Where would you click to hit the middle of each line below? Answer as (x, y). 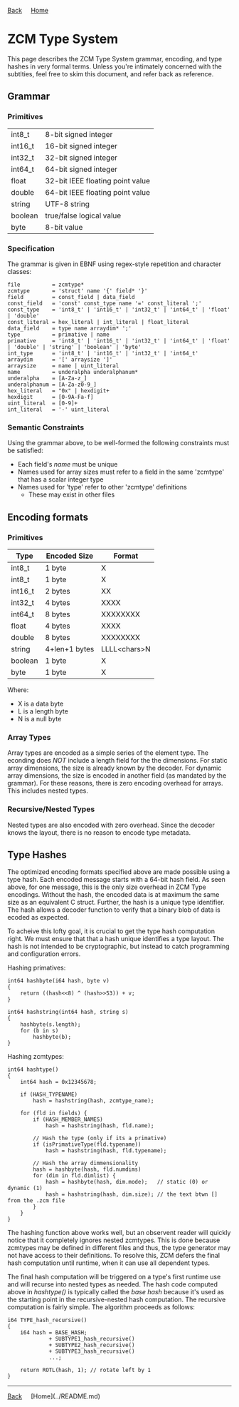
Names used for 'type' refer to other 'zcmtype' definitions (102, 487)
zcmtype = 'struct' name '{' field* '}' (78, 291)
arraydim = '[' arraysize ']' (60, 360)
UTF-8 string (68, 204)
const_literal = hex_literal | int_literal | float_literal (99, 322)
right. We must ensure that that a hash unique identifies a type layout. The (116, 939)
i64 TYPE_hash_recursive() (47, 1320)
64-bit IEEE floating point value (98, 192)
